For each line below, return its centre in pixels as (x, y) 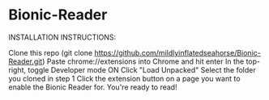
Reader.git (26, 61)
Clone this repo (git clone (51, 52)
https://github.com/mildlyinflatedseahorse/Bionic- (177, 52)
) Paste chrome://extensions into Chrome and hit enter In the (143, 61)
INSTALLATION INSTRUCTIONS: (62, 37)
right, (17, 69)
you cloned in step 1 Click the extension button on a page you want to (124, 78)
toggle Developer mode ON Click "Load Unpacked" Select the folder (142, 69)
